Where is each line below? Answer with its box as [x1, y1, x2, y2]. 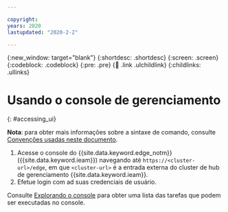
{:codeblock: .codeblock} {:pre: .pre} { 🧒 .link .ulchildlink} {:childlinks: [7, 61, 201, 69]
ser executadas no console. [7, 198, 86, 207]
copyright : [7, 16, 38, 23]
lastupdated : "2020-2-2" [7, 29, 78, 36]
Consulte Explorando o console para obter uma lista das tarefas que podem [7, 191, 221, 200]
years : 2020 [7, 22, 41, 30]
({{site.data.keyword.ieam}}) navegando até [16, 156, 142, 165]
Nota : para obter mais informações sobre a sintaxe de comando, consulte [7, 128, 216, 137]
